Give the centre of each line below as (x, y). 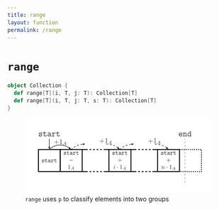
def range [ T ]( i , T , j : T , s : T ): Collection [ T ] (85, 101)
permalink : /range (34, 30)
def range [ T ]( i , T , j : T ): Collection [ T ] (76, 93)
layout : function (33, 22)
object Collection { (38, 86)
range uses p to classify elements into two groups (97, 199)
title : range (27, 15)
